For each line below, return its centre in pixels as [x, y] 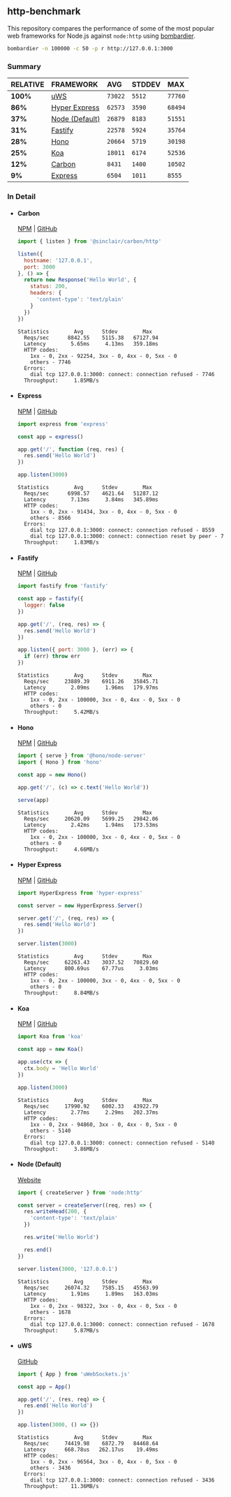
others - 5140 [51, 1131]
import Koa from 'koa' [50, 1037]
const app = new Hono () [52, 775]
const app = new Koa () [50, 1050]
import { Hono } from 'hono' [60, 762]
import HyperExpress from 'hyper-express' [80, 893]
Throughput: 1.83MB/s [61, 543]
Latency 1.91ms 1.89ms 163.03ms [91, 1294]
